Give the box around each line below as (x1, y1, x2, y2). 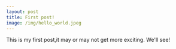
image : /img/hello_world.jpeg (6, 20, 82, 26)
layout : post (6, 8, 39, 15)
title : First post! (6, 14, 55, 20)
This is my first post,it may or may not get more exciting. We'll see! (6, 36, 171, 44)
